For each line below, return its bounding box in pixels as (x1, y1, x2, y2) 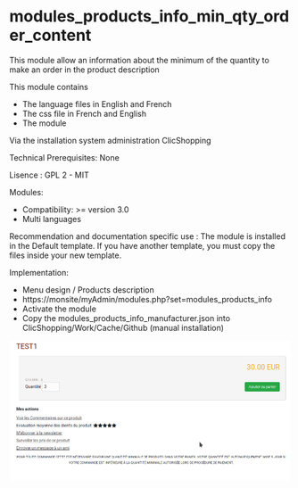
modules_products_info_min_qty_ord (9, 6, 290, 27)
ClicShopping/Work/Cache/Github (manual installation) (21, 322, 225, 333)
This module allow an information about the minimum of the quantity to (9, 54, 269, 65)
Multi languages (21, 213, 82, 224)
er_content (9, 25, 92, 45)
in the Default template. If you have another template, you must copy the (9, 240, 276, 251)
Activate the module (21, 303, 96, 314)
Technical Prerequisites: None (9, 152, 120, 162)
